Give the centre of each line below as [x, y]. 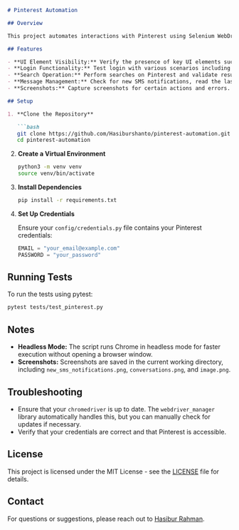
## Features [25, 49]
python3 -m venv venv [50, 167]
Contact [26, 502]
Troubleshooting [45, 392]
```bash [28, 127]
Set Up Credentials [46, 213]
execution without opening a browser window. [85, 355]
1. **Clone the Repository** [51, 114]
